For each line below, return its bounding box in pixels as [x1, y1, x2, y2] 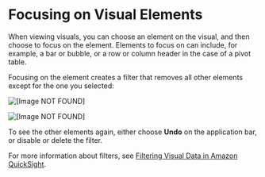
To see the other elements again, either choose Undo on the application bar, [8, 127, 258, 137]
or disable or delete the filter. [8, 135, 103, 144]
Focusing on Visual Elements [8, 6, 203, 24]
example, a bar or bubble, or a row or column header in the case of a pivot [8, 48, 252, 58]
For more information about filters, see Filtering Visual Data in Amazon [8, 151, 238, 160]
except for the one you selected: [8, 81, 115, 90]
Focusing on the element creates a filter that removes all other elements [8, 72, 244, 82]
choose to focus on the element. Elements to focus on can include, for [8, 40, 238, 49]
